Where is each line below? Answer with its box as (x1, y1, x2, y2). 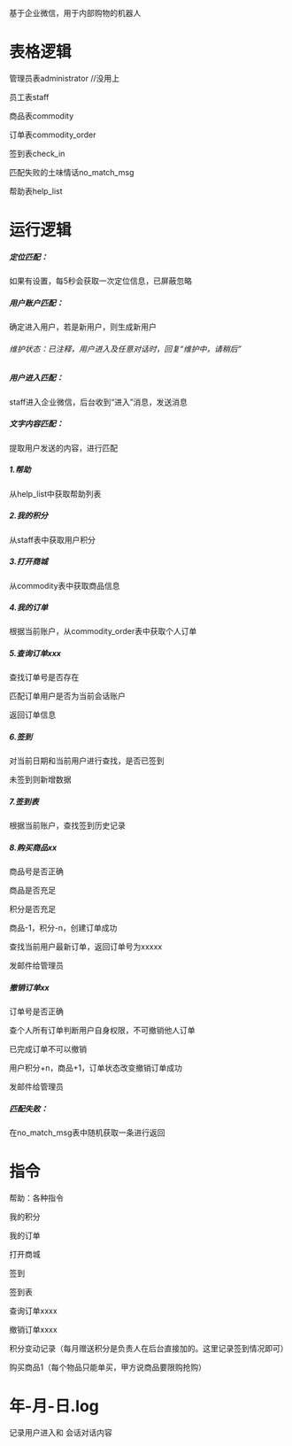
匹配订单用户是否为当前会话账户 (9, 691, 126, 701)
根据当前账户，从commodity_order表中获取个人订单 (9, 626, 197, 637)
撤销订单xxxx (9, 1325, 58, 1335)
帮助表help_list (9, 185, 64, 197)
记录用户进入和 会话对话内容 (9, 1427, 112, 1438)
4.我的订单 (9, 602, 49, 613)
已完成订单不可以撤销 (9, 1044, 87, 1055)
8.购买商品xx (9, 842, 58, 853)
